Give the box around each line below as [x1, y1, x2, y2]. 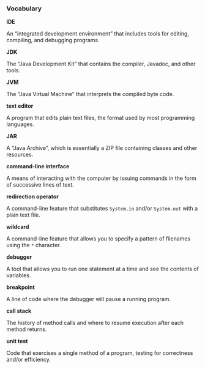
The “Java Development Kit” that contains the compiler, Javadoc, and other [6, 60, 196, 68]
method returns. [6, 326, 47, 333]
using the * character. [6, 242, 61, 249]
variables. [6, 272, 31, 279]
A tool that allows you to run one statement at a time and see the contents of [6, 265, 199, 273]
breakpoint [6, 283, 35, 291]
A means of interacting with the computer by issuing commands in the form [6, 174, 197, 182]
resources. [6, 151, 34, 158]
